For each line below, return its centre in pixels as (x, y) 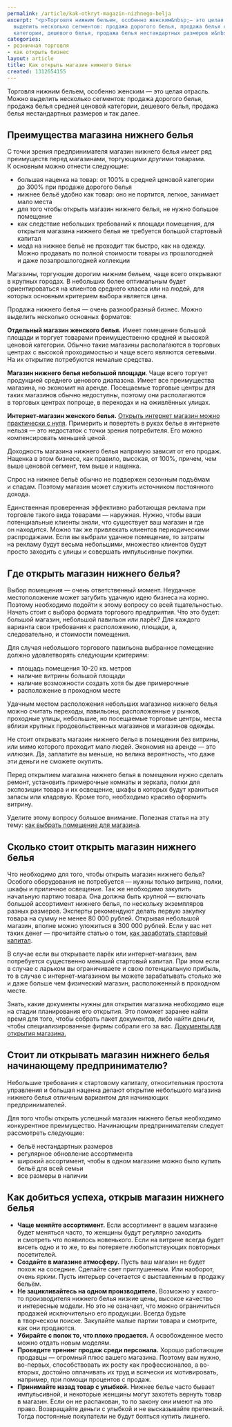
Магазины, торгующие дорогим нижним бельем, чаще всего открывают (115, 274)
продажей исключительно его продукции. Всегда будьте (101, 1313)
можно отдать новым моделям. (64, 1343)
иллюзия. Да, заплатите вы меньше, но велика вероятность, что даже (111, 754)
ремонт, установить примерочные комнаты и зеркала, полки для (104, 782)
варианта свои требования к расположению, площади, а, (92, 627)
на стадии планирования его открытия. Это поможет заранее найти (108, 1011)
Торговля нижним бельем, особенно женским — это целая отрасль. (109, 91)
